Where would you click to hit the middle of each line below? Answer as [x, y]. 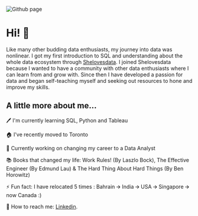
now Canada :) [24, 195]
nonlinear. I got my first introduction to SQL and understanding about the [95, 56]
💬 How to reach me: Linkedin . [42, 207]
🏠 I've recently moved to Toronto [47, 134]
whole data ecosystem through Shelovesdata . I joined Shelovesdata [89, 62]
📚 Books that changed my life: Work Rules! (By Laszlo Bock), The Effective [98, 160]
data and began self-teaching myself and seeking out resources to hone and [99, 80]
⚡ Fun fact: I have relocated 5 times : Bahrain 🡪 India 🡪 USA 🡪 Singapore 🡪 [98, 186]
